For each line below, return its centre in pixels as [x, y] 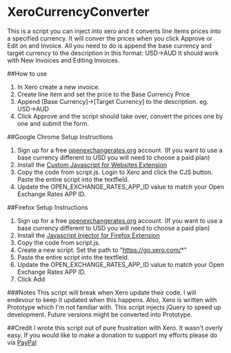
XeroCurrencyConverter [78, 12]
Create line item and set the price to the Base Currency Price [103, 94]
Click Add [31, 279]
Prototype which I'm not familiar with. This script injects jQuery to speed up [114, 307]
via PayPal [22, 342]
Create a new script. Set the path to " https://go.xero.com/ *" [102, 250]
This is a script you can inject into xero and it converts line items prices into [114, 31]
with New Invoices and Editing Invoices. [63, 60]
